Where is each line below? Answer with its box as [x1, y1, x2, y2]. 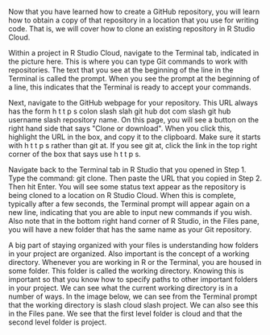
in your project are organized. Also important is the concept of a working [8, 249, 250, 258]
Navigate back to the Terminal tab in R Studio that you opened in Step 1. [8, 165, 247, 174]
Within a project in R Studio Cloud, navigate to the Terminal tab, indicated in [8, 48, 260, 57]
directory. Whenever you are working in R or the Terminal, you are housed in [8, 258, 262, 267]
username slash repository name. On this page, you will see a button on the [8, 115, 260, 124]
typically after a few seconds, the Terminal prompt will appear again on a [8, 199, 251, 209]
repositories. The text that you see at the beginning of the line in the [8, 65, 234, 75]
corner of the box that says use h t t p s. [8, 149, 141, 159]
